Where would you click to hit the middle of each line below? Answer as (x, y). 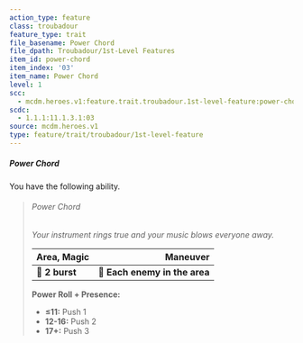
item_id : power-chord (50, 59)
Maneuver (187, 257)
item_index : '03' (42, 68)
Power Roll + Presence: (76, 294)
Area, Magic (63, 257)
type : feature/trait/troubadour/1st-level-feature (106, 135)
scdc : (19, 110)
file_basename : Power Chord (62, 43)
